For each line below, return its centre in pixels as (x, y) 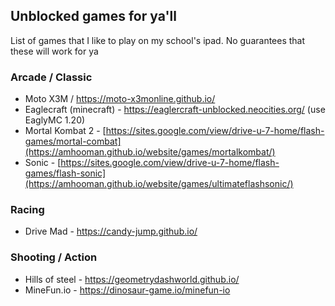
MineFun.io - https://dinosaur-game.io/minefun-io (127, 290)
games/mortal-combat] (73, 141)
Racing (27, 210)
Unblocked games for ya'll (93, 16)
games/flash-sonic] (65, 173)
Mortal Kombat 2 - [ (65, 131)
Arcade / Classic (51, 77)
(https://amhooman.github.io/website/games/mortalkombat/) (150, 152)
